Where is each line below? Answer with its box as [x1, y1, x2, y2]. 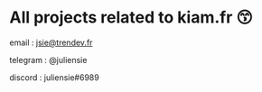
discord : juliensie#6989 [9, 71, 99, 83]
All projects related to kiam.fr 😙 [9, 7, 253, 28]
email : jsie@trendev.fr [9, 37, 93, 48]
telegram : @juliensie [9, 54, 88, 65]
